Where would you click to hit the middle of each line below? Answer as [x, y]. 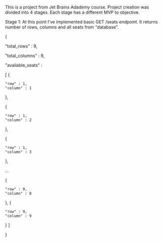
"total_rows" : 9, [21, 46]
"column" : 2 [18, 120]
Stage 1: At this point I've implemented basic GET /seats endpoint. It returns [81, 22]
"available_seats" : [24, 65]
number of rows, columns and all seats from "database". [62, 27]
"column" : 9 [18, 216]
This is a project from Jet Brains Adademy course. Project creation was [77, 7]
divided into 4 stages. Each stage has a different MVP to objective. [72, 12]
